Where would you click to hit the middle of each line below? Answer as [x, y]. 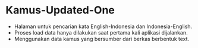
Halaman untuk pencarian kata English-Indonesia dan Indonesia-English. [103, 26]
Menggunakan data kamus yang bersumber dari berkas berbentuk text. [102, 39]
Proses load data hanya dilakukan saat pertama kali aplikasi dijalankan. [101, 32]
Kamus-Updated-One [60, 10]
